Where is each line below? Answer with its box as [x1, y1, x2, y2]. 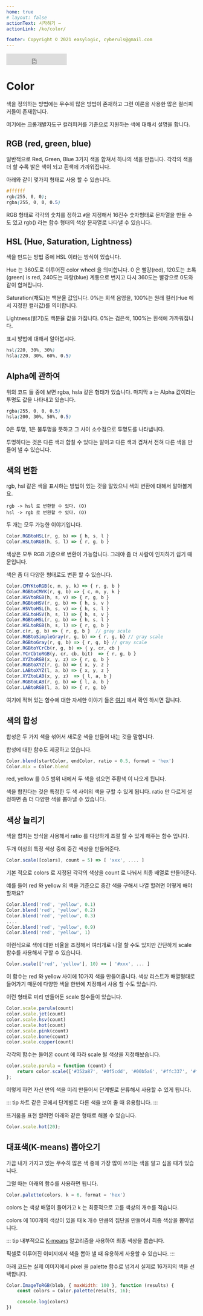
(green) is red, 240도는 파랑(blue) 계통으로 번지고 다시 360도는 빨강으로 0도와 [6, 274, 193, 281]
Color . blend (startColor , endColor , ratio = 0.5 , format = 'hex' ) [6, 758, 175, 764]
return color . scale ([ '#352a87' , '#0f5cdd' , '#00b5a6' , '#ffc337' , [17, 1069, 188, 1075]
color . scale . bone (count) [6, 1034, 69, 1040]
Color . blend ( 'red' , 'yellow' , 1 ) [6, 929, 91, 936]
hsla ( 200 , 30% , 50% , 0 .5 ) [6, 413, 71, 420]
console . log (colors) [17, 1299, 69, 1305]
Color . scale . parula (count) [6, 1005, 74, 1012]
